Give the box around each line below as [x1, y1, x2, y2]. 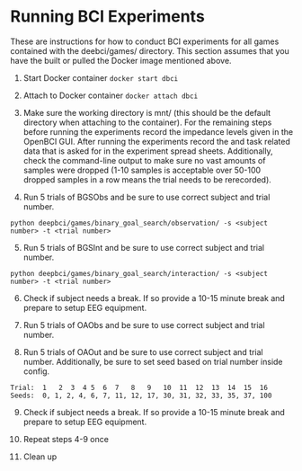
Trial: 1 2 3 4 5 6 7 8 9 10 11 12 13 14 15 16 [10, 383, 269, 392]
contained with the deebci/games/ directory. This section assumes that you [10, 45, 290, 56]
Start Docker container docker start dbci [22, 72, 179, 83]
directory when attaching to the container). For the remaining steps [22, 117, 272, 128]
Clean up [22, 451, 58, 462]
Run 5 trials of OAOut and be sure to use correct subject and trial [22, 346, 263, 357]
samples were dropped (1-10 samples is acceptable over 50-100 [22, 164, 262, 175]
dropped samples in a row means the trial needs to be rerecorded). [22, 173, 272, 185]
